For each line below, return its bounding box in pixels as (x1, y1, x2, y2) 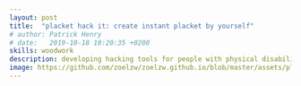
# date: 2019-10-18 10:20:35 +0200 (9, 38, 150, 47)
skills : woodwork (9, 47, 74, 56)
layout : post (9, 13, 58, 22)
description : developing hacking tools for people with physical (9, 55, 258, 64)
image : (9, 64, 34, 73)
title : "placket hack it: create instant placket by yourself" (9, 21, 254, 30)
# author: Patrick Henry (9, 30, 102, 39)
